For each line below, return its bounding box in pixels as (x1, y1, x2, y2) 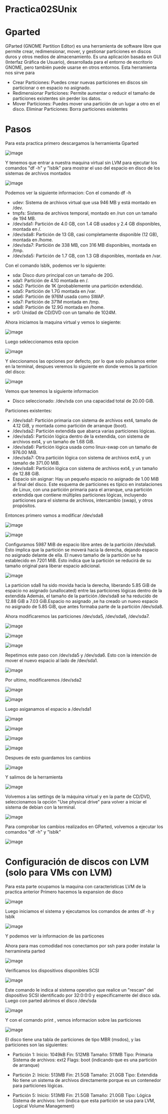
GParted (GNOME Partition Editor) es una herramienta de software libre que (5, 43, 161, 49)
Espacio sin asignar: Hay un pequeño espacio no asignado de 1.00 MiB (12, 476, 159, 482)
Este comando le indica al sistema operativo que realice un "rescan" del (5, 987, 154, 993)
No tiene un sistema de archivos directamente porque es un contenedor (12, 1077, 161, 1083)
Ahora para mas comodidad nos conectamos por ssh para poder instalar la (5, 943, 160, 948)
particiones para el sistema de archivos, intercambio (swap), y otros (12, 498, 153, 504)
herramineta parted (5, 948, 45, 954)
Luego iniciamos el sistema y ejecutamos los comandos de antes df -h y (5, 908, 154, 914)
